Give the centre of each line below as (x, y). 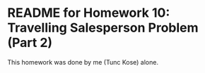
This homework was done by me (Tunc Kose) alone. (83, 62)
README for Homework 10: (89, 13)
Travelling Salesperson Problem (103, 28)
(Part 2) (30, 43)
